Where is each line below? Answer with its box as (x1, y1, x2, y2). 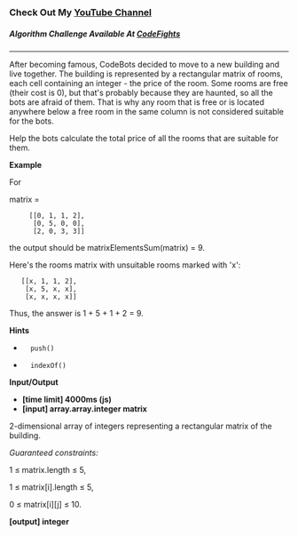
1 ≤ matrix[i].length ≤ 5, (9, 482, 94, 492)
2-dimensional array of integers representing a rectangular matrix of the (9, 420, 272, 431)
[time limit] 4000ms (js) (21, 394, 113, 404)
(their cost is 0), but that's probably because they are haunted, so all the (9, 87, 273, 98)
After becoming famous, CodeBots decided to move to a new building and (9, 59, 280, 69)
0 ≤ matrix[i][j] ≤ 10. (9, 499, 82, 509)
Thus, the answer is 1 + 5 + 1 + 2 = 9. (9, 308, 144, 318)
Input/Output (9, 376, 59, 388)
